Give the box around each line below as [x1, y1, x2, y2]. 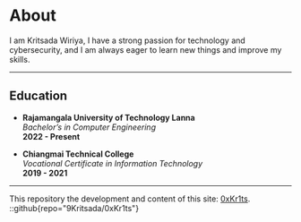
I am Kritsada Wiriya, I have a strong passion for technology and [9, 35, 246, 46]
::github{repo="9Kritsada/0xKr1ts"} [9, 202, 140, 213]
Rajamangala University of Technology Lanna [21, 112, 195, 123]
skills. [9, 54, 30, 64]
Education [9, 89, 68, 104]
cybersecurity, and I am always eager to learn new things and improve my [9, 44, 282, 55]
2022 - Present [21, 131, 81, 141]
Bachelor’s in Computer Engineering [21, 122, 157, 132]
